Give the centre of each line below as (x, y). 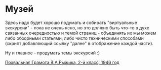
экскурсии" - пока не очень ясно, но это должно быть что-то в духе (77, 27)
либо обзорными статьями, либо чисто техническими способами (75, 38)
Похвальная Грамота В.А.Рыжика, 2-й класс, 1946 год (62, 62)
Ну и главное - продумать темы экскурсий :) (53, 53)
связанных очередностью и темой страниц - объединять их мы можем (81, 33)
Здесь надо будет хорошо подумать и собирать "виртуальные (71, 23)
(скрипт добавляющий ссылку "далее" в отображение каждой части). (79, 43)
